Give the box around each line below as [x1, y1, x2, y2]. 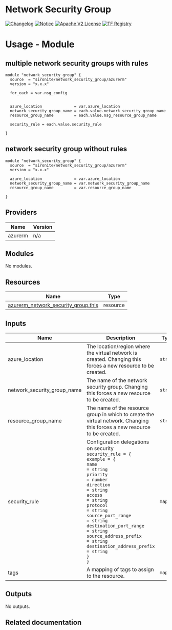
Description [106, 334, 136, 341]
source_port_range [87, 513, 132, 518]
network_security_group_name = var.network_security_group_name [10, 180, 150, 186]
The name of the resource [87, 404, 149, 411]
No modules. [5, 263, 32, 269]
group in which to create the [87, 411, 155, 418]
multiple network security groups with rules [5, 59, 148, 68]
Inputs [5, 319, 27, 328]
